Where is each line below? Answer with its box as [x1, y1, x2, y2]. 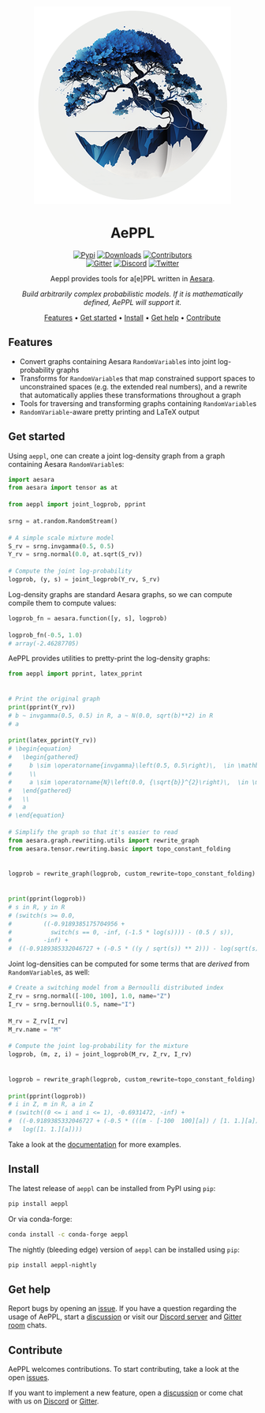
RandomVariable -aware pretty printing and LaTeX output [19, 407, 200, 416]
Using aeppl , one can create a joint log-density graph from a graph [8, 451, 226, 460]
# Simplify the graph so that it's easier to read [8, 829, 178, 836]
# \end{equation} [8, 812, 65, 820]
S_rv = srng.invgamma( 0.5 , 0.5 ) [8, 542, 114, 551]
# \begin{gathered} [8, 753, 80, 761]
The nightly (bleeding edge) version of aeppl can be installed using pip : [8, 1245, 241, 1254]
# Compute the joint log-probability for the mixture [8, 1042, 189, 1050]
